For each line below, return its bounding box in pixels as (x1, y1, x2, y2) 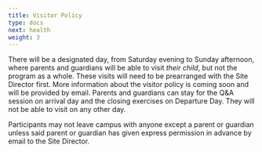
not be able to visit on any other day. (8, 105, 126, 114)
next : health (8, 26, 51, 34)
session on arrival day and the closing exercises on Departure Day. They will (8, 96, 255, 106)
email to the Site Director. (8, 136, 90, 146)
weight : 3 (8, 33, 41, 42)
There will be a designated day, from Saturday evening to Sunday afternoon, (8, 55, 255, 64)
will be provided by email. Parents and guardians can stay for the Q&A (8, 88, 234, 98)
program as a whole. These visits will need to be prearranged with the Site (8, 71, 249, 81)
